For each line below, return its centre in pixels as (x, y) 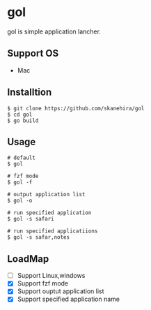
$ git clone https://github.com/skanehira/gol (76, 108)
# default (22, 158)
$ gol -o (20, 201)
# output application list (46, 195)
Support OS (33, 53)
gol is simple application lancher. (54, 31)
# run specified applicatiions (53, 231)
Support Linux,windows (51, 276)
